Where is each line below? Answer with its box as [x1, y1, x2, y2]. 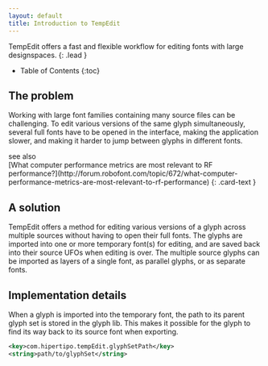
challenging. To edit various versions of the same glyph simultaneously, [8, 119, 245, 129]
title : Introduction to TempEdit [8, 19, 121, 27]
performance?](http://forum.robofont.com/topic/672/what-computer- [8, 168, 238, 178]
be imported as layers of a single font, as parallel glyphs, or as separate [8, 256, 245, 266]
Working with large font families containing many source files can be [8, 110, 236, 120]
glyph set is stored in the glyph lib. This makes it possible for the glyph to [8, 318, 251, 327]
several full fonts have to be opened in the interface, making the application [8, 127, 259, 137]
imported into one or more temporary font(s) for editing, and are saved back [8, 239, 261, 249]
